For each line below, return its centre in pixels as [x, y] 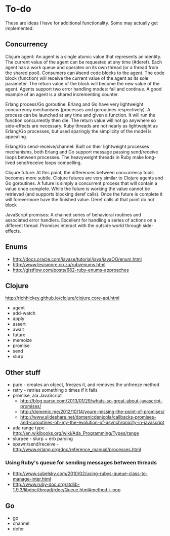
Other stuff [23, 372]
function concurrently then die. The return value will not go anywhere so [81, 120]
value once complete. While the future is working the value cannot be [78, 188]
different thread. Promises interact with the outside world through [73, 225]
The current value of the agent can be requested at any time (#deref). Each [84, 62]
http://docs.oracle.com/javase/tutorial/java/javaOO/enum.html [77, 259]
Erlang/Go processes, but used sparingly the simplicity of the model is [78, 131]
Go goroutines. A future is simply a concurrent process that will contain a [81, 183]
